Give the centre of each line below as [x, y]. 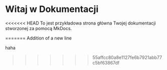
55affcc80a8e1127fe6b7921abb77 [127, 57]
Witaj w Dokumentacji [52, 9]
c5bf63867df [106, 62]
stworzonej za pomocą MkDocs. [39, 28]
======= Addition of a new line [38, 38]
